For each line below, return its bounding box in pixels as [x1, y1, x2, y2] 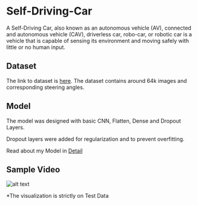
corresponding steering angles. [6, 83, 85, 91]
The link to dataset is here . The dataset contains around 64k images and [6, 77, 187, 84]
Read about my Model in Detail [6, 147, 83, 154]
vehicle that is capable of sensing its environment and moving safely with [6, 37, 190, 44]
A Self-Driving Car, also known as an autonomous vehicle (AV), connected [6, 24, 192, 31]
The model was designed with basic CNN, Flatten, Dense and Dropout [6, 117, 182, 125]
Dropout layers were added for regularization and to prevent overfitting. [6, 135, 185, 143]
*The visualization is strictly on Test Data [6, 192, 109, 200]
